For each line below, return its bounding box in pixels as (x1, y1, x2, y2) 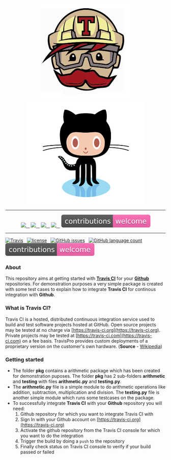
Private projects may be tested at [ (5, 332, 78, 338)
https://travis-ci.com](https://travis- (77, 332, 152, 338)
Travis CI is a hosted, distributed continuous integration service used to (5, 316, 155, 322)
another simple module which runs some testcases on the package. (12, 395, 155, 401)
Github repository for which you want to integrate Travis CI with (20, 410, 154, 417)
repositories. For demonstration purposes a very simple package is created (5, 281, 163, 287)
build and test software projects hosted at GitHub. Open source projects (5, 321, 156, 328)
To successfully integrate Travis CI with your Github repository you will (12, 400, 162, 406)
